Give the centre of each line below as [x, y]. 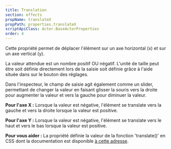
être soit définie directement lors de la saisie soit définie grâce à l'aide [79, 69]
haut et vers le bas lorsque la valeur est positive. [56, 126]
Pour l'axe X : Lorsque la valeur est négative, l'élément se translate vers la [83, 105]
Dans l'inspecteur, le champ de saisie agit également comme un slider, [79, 84]
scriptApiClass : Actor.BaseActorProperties [52, 29]
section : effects [24, 15]
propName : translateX [28, 19]
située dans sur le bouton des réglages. [47, 74]
